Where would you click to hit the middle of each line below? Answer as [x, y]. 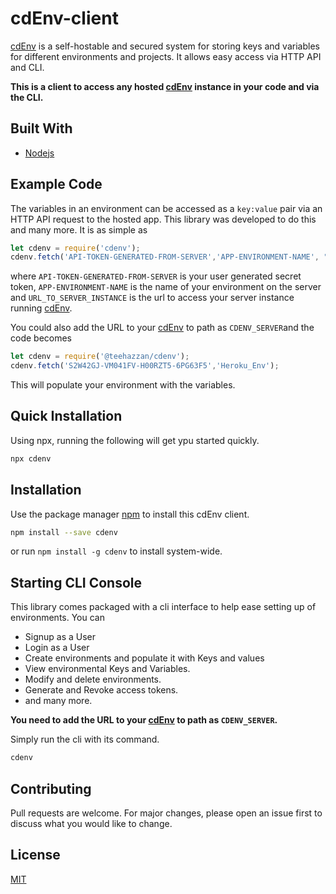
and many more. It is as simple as [79, 229]
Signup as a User [60, 637]
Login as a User [57, 648]
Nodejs [39, 153]
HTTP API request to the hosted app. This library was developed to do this [163, 219]
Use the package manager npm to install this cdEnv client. [130, 514]
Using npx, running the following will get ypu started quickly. [135, 440]
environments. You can [57, 618]
